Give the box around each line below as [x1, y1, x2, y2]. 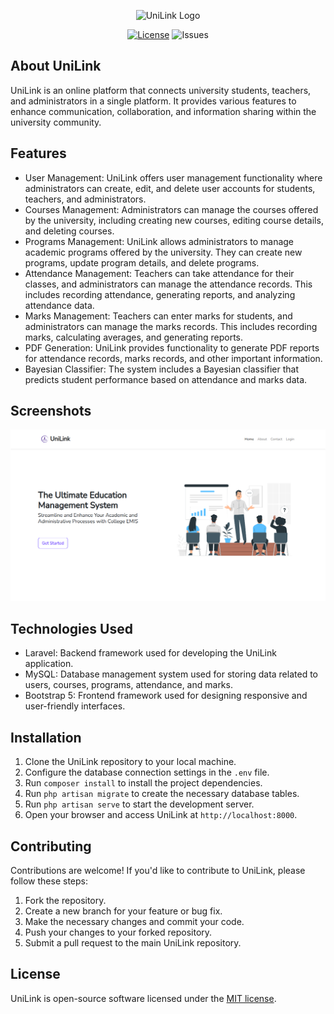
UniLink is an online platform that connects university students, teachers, [10, 84, 312, 96]
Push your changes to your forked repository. [24, 926, 213, 939]
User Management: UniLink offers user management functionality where [24, 171, 323, 184]
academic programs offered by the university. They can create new [24, 246, 303, 258]
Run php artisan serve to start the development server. [24, 798, 255, 810]
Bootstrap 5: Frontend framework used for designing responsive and [24, 690, 308, 702]
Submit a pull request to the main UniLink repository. [24, 937, 242, 949]
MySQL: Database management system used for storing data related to [24, 668, 318, 680]
